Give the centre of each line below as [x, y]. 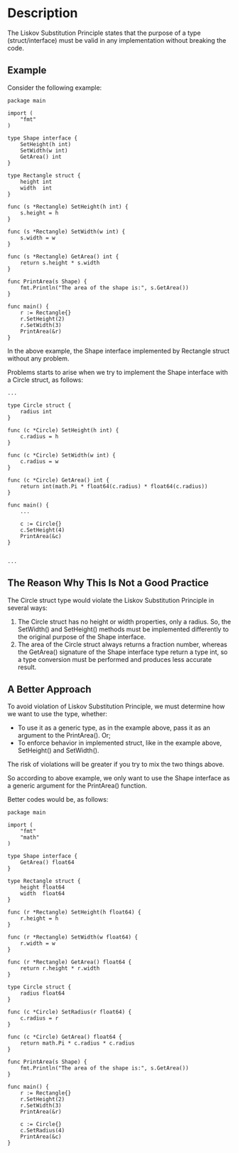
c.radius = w [39, 461]
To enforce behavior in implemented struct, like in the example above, [120, 743]
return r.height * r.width [60, 968]
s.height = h [39, 213]
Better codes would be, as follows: [58, 800]
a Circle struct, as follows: [45, 380]
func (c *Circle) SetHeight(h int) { [63, 430]
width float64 [43, 894]
